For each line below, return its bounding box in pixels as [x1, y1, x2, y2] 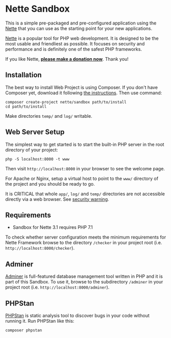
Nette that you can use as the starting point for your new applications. [5, 25, 152, 31]
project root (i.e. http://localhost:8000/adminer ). [5, 284, 110, 291]
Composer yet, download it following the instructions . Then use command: [5, 90, 162, 96]
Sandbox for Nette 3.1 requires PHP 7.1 [12, 224, 93, 230]
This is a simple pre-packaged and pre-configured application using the [5, 20, 157, 26]
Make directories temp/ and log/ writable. [5, 113, 93, 119]
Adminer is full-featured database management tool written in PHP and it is [5, 273, 163, 279]
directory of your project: [5, 146, 58, 153]
